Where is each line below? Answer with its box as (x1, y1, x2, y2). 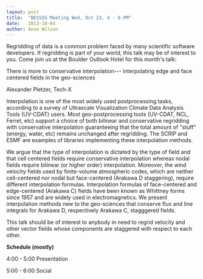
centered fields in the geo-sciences (6, 74, 95, 81)
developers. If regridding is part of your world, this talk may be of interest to (6, 49, 196, 57)
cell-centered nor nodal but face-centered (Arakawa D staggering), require (6, 175, 194, 182)
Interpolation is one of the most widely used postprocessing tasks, (6, 98, 173, 105)
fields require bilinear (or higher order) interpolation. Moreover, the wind (6, 161, 187, 168)
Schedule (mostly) (6, 244, 54, 251)
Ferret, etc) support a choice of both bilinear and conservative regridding (6, 117, 190, 125)
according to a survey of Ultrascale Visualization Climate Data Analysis (6, 104, 184, 112)
